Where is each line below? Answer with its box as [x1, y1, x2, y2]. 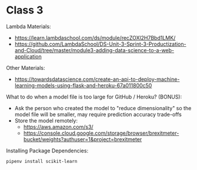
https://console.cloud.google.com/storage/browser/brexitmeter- [23, 130, 179, 137]
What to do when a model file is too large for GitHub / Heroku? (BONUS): [6, 93, 182, 100]
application [14, 53, 42, 60]
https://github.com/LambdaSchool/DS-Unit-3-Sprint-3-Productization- [14, 40, 186, 47]
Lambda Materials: [6, 23, 51, 30]
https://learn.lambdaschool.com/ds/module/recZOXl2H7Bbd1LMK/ [14, 34, 176, 41]
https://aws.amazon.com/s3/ [23, 123, 94, 130]
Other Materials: [6, 64, 45, 71]
